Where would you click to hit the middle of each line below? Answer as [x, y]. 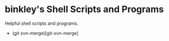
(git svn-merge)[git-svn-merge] [45, 33]
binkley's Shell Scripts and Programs [84, 9]
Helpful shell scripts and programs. [41, 23]
